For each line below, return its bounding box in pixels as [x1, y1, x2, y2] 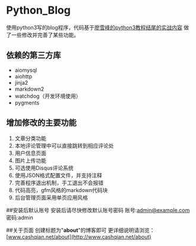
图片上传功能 [14, 156, 46, 164]
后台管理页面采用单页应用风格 [14, 194, 88, 201]
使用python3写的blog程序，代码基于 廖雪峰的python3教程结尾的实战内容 [6, 24, 183, 31]
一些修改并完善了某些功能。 [11, 31, 79, 39]
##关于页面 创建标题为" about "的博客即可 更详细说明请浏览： [6, 226, 156, 234]
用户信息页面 [14, 149, 46, 156]
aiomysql [14, 66, 37, 74]
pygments [14, 99, 40, 106]
